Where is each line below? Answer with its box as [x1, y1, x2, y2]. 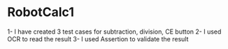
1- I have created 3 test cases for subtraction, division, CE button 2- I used [7, 27, 222, 36]
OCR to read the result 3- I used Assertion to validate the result [7, 34, 189, 43]
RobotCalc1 [7, 4, 75, 20]
